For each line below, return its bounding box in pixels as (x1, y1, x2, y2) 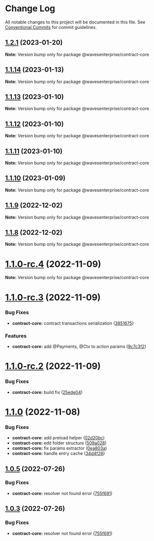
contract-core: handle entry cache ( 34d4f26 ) (12, 451, 105, 456)
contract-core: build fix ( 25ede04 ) (12, 389, 83, 395)
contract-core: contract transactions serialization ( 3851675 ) (12, 320, 134, 326)
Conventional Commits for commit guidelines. (5, 24, 97, 30)
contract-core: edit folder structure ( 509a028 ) (12, 440, 107, 446)
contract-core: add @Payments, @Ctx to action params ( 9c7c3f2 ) (12, 344, 147, 349)
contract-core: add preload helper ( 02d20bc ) (12, 435, 105, 441)
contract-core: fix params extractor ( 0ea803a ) (12, 445, 108, 451)
